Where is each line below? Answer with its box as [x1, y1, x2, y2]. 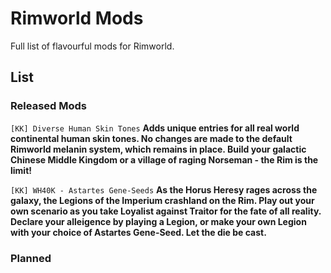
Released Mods [10, 99, 87, 113]
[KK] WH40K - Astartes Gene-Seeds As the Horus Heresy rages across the [10, 183, 318, 196]
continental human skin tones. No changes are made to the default [10, 132, 293, 144]
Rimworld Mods [10, 7, 144, 30]
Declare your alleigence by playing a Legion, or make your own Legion [10, 215, 307, 227]
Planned [10, 251, 52, 265]
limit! [10, 164, 33, 176]
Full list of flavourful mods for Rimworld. [10, 40, 175, 52]
